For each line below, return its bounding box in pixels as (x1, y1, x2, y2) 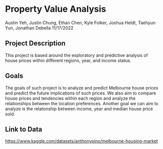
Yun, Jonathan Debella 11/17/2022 (5, 25, 74, 30)
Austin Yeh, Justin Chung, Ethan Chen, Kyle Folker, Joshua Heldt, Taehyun (5, 20, 156, 26)
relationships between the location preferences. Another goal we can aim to (5, 100, 159, 106)
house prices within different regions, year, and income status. (5, 58, 132, 63)
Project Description (5, 39, 66, 48)
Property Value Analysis (5, 3, 107, 15)
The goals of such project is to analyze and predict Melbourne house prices (5, 85, 159, 90)
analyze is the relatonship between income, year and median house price (5, 106, 153, 112)
